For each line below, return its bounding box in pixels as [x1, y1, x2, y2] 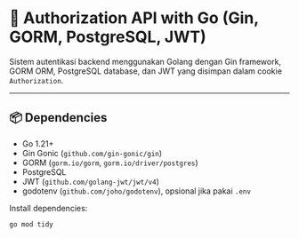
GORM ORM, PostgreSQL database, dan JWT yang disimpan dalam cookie [9, 66, 283, 76]
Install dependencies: [9, 202, 88, 213]
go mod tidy [9, 219, 53, 229]
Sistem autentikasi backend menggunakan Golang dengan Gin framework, [9, 56, 282, 67]
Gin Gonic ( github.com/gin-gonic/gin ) [21, 147, 163, 158]
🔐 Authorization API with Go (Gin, [9, 8, 259, 28]
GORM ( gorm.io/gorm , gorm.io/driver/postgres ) [21, 157, 198, 168]
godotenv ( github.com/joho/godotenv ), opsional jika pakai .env [21, 186, 252, 196]
